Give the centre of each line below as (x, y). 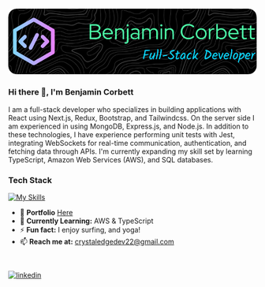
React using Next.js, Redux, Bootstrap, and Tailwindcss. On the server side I (131, 117)
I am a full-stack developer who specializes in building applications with (125, 109)
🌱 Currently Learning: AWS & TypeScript (86, 221)
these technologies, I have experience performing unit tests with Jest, (121, 134)
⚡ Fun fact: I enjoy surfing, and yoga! (80, 229)
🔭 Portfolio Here (46, 212)
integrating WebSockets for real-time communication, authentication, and (127, 143)
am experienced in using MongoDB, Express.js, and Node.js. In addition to (129, 126)
